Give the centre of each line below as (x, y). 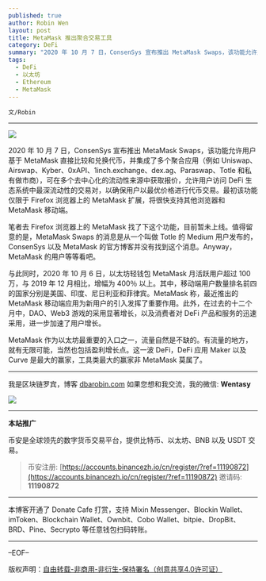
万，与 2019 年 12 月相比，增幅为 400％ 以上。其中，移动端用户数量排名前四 (133, 283)
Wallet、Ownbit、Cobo (117, 520)
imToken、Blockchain (43, 520)
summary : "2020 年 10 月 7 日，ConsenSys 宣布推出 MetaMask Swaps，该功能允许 (133, 52)
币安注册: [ (45, 467)
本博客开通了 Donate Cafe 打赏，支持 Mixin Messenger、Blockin (113, 510)
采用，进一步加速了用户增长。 (57, 323)
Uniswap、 (239, 160)
